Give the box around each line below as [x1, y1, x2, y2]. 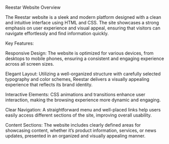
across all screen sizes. [5, 61, 54, 67]
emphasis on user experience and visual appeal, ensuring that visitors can [5, 25, 161, 31]
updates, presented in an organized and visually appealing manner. [5, 133, 146, 139]
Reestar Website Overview [5, 5, 61, 10]
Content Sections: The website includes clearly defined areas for [5, 122, 141, 128]
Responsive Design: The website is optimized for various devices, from [5, 50, 154, 56]
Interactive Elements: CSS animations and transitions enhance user [5, 92, 146, 97]
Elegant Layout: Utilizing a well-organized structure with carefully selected [5, 71, 161, 77]
